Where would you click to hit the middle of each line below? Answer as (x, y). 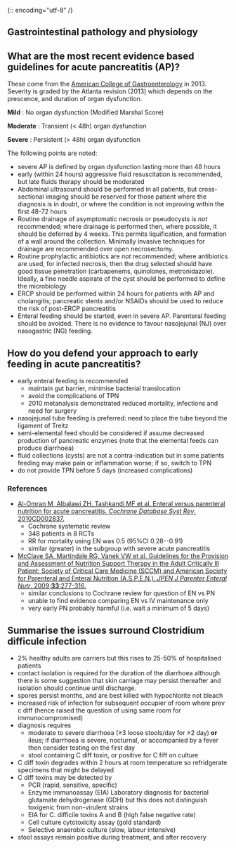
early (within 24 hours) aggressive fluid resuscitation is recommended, (120, 174)
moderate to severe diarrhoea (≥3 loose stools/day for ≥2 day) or (123, 733)
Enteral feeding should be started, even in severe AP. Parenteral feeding (122, 316)
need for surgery (52, 411)
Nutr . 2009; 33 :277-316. (52, 586)
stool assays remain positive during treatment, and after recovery (112, 837)
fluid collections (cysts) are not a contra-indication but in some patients (121, 456)
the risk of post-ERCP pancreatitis (67, 309)
